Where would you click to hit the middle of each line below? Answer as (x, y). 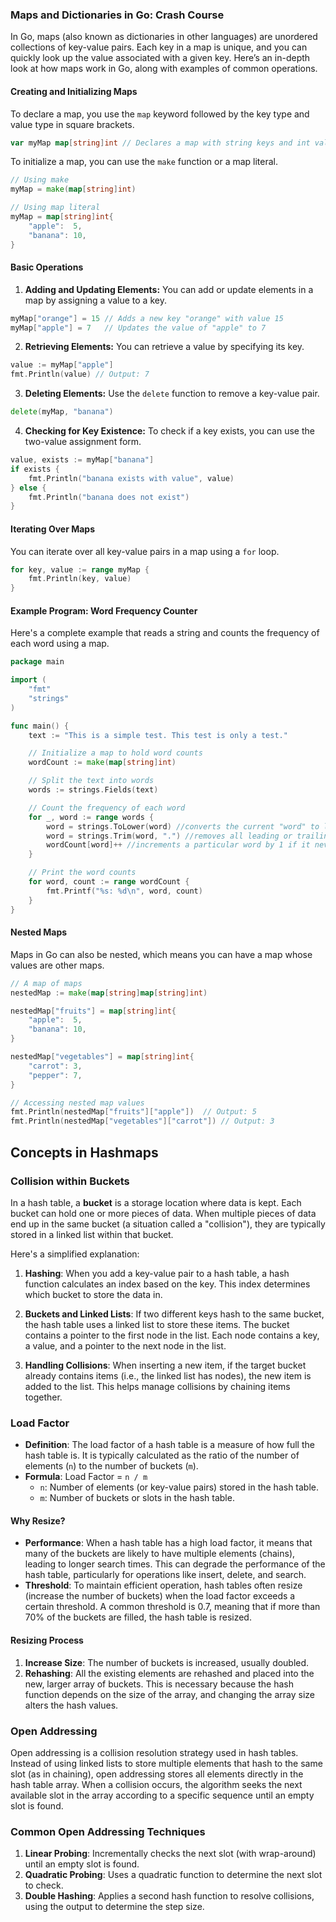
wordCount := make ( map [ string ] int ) (102, 763)
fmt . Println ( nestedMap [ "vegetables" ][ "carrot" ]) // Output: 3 (142, 1121)
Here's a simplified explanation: (75, 1254)
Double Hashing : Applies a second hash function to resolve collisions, (169, 1896)
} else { (28, 488)
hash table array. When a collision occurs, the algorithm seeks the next (156, 1784)
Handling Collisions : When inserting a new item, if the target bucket (165, 1365)
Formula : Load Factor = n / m (86, 1477)
